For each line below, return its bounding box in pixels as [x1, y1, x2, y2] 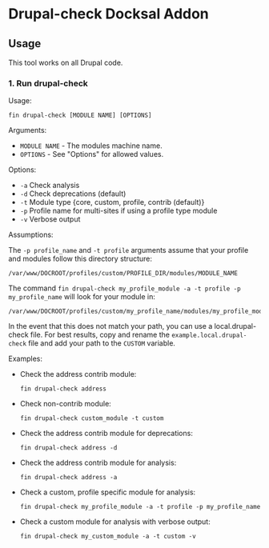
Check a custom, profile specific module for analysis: [19, 487, 196, 497]
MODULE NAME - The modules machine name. [19, 141, 163, 150]
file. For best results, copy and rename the [30, 330, 171, 340]
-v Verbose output [19, 214, 81, 224]
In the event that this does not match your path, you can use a [8, 322, 213, 331]
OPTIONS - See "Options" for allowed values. [19, 150, 164, 159]
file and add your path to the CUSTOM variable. [27, 338, 176, 348]
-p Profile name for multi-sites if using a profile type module [19, 206, 218, 216]
